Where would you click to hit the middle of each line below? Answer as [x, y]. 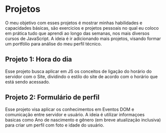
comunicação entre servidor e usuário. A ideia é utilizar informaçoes [75, 114]
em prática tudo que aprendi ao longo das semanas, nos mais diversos [77, 33]
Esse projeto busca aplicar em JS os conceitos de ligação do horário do [79, 71]
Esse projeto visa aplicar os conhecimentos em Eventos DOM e [70, 109]
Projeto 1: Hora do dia [39, 60]
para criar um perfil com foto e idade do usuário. [55, 125]
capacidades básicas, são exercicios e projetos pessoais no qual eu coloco [82, 28]
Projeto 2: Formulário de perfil [53, 97]
